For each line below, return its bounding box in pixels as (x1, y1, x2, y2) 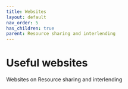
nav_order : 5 (6, 20, 39, 26)
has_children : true (6, 25, 55, 31)
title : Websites (6, 8, 46, 15)
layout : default (6, 14, 46, 20)
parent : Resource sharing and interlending (6, 31, 116, 37)
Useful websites (6, 56, 88, 70)
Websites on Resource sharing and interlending (6, 76, 123, 83)
